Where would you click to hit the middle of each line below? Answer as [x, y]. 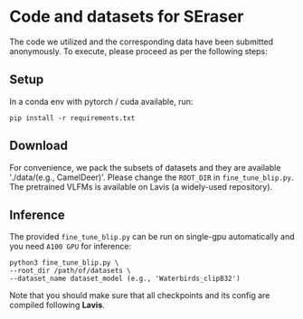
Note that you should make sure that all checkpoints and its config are [140, 296]
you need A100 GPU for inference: [71, 247]
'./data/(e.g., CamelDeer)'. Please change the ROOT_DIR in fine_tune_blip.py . [151, 177]
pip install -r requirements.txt [72, 118]
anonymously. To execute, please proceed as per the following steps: [139, 51]
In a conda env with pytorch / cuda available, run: [101, 101]
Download [38, 146]
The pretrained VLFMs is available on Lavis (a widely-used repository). [141, 186]
